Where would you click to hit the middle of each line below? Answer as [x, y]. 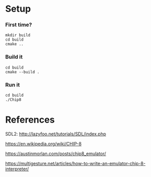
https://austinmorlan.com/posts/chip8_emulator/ [56, 154]
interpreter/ [17, 169]
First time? [18, 25]
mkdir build [18, 35]
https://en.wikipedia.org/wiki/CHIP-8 [44, 144]
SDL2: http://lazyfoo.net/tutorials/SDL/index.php [56, 134]
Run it [13, 84]
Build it [14, 57]
